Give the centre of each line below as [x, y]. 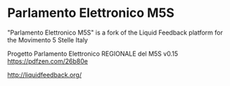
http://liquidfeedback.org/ [45, 75]
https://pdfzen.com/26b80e [47, 61]
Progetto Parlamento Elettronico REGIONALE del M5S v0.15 [92, 54]
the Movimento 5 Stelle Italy [47, 39]
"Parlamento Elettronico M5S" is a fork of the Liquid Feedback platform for [115, 32]
